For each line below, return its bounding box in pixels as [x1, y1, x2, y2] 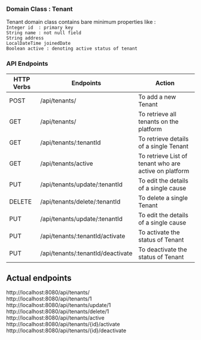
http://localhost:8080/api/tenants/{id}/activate [6, 321, 120, 328]
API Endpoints [6, 59, 48, 68]
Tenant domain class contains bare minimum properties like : [6, 19, 156, 26]
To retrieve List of [138, 151, 188, 160]
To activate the [138, 228, 181, 236]
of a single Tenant [138, 142, 188, 150]
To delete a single [138, 193, 188, 202]
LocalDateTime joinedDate [6, 41, 71, 47]
